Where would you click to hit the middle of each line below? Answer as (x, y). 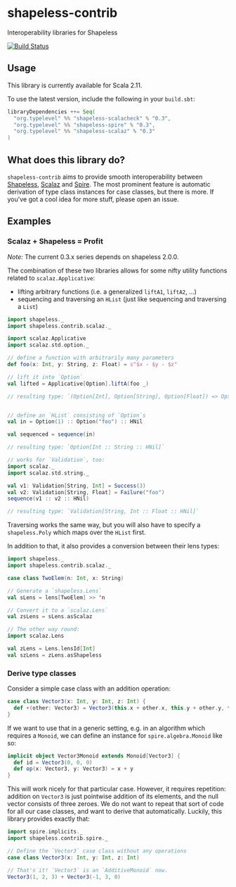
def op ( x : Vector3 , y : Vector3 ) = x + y (73, 769)
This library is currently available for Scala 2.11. (75, 85)
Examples (29, 221)
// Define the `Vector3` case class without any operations (97, 851)
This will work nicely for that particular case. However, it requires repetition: (117, 789)
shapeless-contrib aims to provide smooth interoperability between (105, 177)
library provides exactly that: (48, 819)
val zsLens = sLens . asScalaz (50, 617)
